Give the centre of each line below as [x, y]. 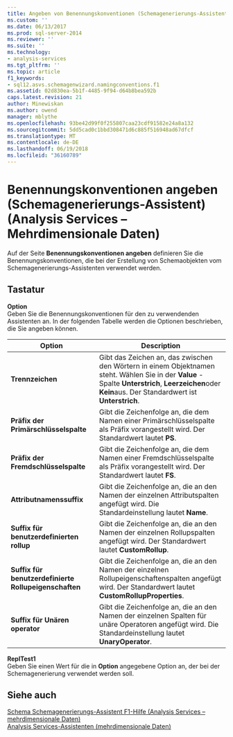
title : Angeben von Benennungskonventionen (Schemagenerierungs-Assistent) [119, 14]
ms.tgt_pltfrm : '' [34, 65]
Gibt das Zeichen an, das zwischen [156, 357]
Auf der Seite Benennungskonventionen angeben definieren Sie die [105, 253]
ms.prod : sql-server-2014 [44, 33]
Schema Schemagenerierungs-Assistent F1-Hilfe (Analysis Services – [106, 712]
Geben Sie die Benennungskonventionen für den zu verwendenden [103, 313]
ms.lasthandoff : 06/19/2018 [48, 149]
